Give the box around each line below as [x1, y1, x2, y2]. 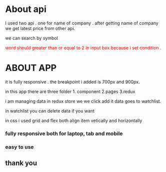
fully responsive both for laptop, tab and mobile [5, 130, 123, 137]
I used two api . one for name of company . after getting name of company [5, 20, 158, 26]
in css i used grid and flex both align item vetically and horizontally [5, 117, 142, 123]
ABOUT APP [5, 62, 57, 73]
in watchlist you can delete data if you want [5, 107, 95, 113]
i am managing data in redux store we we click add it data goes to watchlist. [5, 98, 161, 104]
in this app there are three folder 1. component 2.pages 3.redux [5, 88, 135, 94]
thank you [5, 159, 37, 167]
